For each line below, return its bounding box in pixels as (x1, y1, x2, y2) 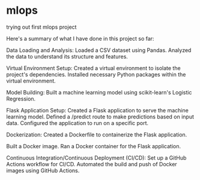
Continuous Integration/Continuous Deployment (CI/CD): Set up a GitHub (6, 154, 187, 161)
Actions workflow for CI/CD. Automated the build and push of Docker (6, 160, 177, 167)
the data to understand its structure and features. (6, 53, 128, 60)
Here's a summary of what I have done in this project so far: (6, 35, 154, 42)
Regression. (6, 95, 36, 102)
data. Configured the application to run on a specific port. (6, 119, 149, 126)
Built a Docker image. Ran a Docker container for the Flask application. (6, 142, 181, 150)
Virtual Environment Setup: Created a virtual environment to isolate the (6, 64, 181, 72)
